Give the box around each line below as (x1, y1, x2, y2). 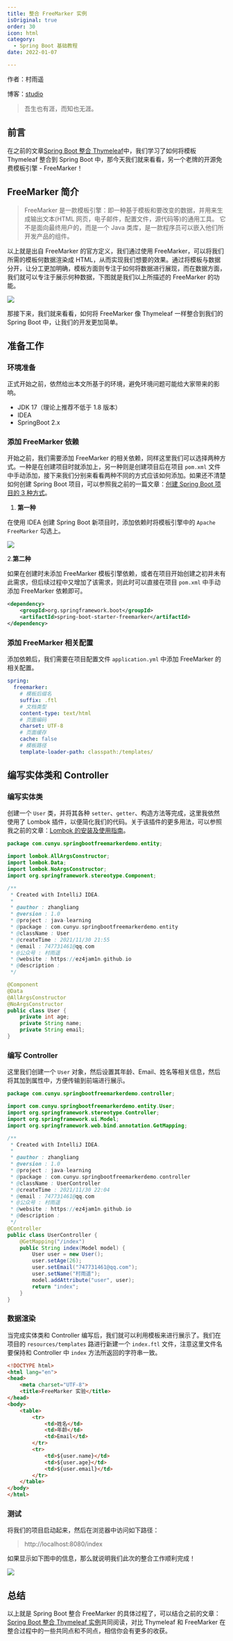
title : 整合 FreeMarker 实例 (7, 10, 87, 17)
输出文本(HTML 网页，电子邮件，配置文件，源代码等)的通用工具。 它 (30, 215, 226, 223)
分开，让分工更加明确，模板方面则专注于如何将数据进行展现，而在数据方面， (7, 264, 226, 272)
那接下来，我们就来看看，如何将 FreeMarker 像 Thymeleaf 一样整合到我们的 (7, 309, 223, 317)
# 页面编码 (19, 716, 47, 723)
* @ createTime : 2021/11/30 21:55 (10, 936, 110, 943)
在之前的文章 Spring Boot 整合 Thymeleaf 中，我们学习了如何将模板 (7, 147, 196, 155)
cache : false (19, 735, 58, 743)
